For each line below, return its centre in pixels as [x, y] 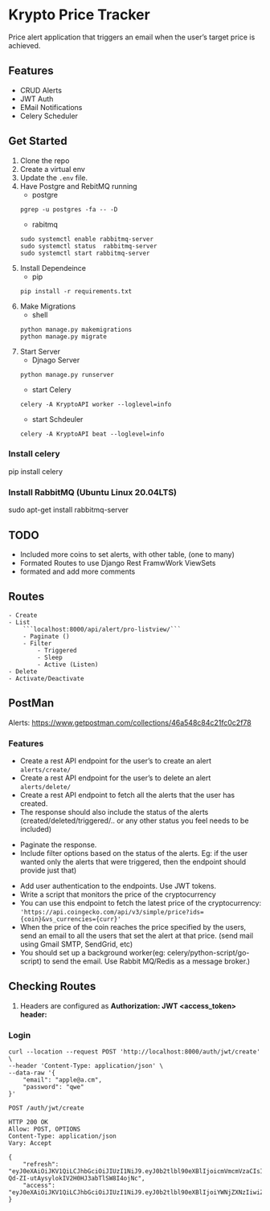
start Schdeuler [57, 419]
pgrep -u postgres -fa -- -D [69, 209]
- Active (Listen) [68, 665]
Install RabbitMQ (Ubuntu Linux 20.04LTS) [93, 492]
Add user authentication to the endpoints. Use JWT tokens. [118, 886]
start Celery [51, 389]
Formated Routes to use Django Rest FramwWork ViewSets [118, 563]
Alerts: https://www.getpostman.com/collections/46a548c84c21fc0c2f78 [130, 722]
